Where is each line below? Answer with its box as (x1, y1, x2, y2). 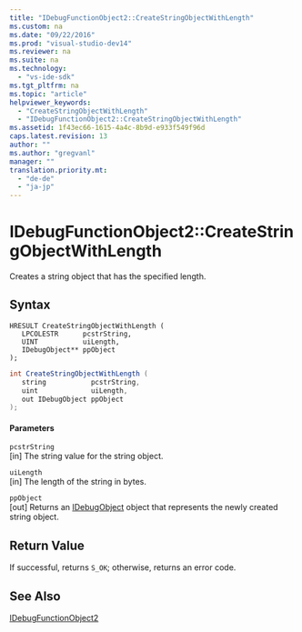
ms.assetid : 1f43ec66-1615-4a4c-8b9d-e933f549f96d (9, 124, 206, 133)
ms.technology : (9, 65, 67, 74)
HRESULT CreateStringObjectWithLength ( (9, 321, 166, 330)
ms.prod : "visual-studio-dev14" (9, 38, 132, 48)
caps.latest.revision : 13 (9, 132, 107, 141)
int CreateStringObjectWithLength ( (9, 369, 148, 378)
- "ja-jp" (17, 183, 55, 192)
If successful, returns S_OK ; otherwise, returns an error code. (9, 562, 237, 573)
